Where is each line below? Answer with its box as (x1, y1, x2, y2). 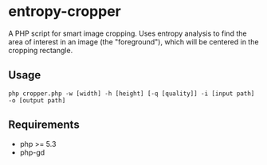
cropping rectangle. (8, 45, 73, 55)
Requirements (8, 118, 80, 132)
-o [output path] (8, 96, 66, 105)
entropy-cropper (8, 2, 121, 21)
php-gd (19, 148, 45, 157)
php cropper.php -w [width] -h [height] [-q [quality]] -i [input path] (8, 90, 255, 98)
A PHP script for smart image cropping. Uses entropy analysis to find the (8, 29, 247, 38)
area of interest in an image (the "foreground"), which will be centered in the (8, 36, 259, 46)
